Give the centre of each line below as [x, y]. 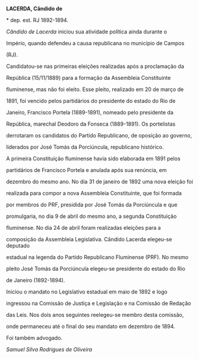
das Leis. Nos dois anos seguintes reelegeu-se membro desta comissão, [95, 315]
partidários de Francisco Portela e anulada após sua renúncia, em [86, 170]
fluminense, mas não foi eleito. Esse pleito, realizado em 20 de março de [95, 89]
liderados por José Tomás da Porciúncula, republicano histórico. [85, 147]
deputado [18, 246]
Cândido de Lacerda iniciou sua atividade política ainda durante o [87, 32]
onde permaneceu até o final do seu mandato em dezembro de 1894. [91, 326]
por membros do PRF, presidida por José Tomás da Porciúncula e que [92, 205]
